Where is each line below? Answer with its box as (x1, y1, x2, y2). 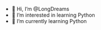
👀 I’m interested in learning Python (11, 12, 95, 18)
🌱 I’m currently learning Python (11, 18, 87, 24)
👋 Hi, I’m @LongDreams (11, 6, 69, 12)
